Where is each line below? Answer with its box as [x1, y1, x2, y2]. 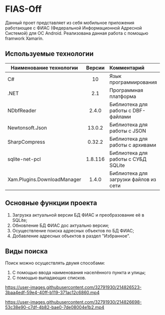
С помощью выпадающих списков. [12, 275, 86, 281]
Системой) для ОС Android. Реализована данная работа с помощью [5, 30, 149, 36]
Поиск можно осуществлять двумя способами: [5, 260, 106, 266]
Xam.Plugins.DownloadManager [7, 176, 82, 183]
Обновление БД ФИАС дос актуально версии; [12, 222, 110, 228]
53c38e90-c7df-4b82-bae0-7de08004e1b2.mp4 [5, 304, 105, 311]
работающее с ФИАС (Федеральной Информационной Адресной [5, 25, 142, 31]
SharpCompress [7, 138, 45, 145]
